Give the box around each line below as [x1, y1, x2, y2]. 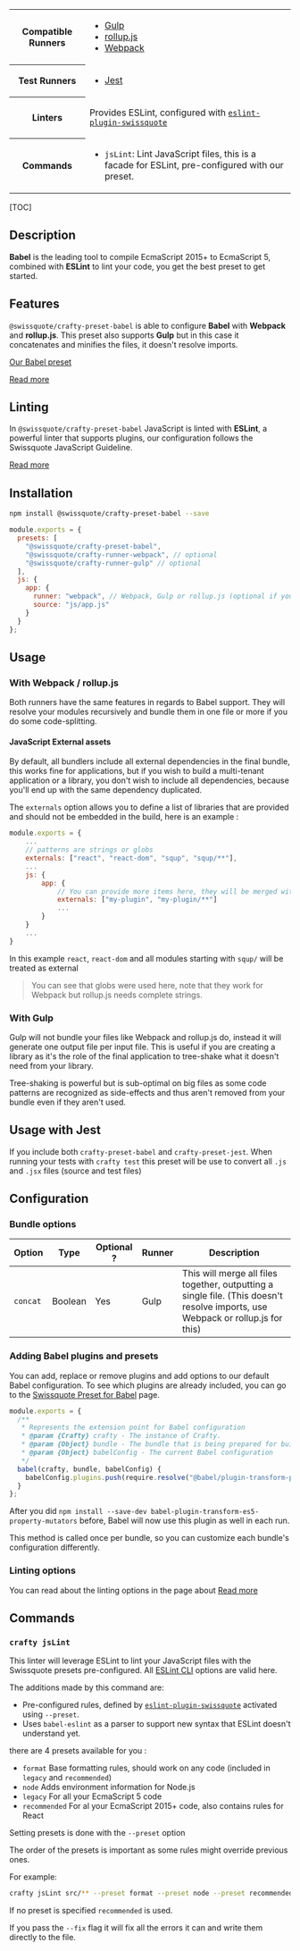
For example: [9, 1871, 58, 1882]
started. [9, 270, 38, 281]
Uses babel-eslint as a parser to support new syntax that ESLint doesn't [21, 1719, 292, 1729]
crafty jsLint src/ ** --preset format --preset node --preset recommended [9, 1889, 294, 1898]
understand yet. [21, 1728, 81, 1739]
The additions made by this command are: [9, 1682, 164, 1693]
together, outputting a [181, 1278, 274, 1291]
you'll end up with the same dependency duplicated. [9, 785, 203, 795]
